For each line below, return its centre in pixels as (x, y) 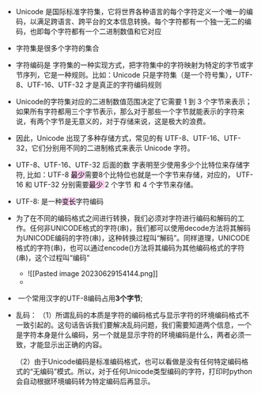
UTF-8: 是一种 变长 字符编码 (60, 201)
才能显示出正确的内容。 (68, 345)
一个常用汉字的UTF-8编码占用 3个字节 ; (80, 298)
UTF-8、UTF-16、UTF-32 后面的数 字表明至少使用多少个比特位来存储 (129, 165)
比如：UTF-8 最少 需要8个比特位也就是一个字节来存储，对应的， (130, 175)
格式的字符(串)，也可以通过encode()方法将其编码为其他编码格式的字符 (130, 248)
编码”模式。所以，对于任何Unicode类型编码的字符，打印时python (146, 371)
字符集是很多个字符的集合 (57, 48)
